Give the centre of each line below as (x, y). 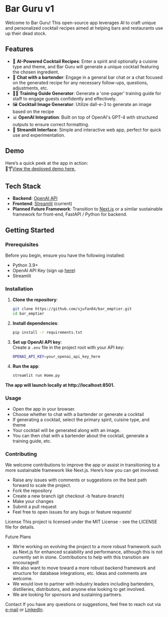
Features (19, 49)
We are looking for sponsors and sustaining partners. (67, 595)
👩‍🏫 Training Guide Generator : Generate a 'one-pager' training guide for (87, 93)
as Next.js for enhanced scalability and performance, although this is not (88, 552)
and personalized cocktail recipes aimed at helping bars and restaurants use (84, 28)
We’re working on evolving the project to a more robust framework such (87, 547)
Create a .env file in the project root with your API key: (68, 347)
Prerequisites (22, 244)
